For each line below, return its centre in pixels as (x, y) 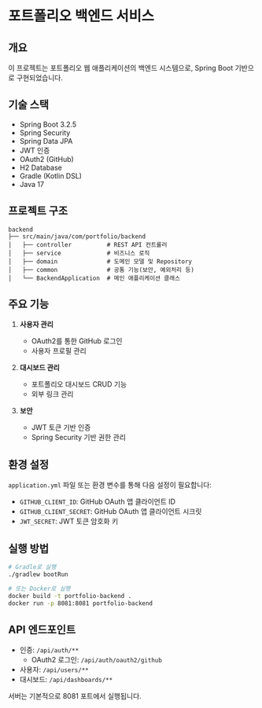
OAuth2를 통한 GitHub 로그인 (77, 341)
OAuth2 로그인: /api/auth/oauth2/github (97, 660)
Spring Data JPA (46, 141)
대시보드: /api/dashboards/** (66, 680)
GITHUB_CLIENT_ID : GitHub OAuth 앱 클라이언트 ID (97, 502)
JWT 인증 (35, 150)
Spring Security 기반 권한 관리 (78, 438)
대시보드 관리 (40, 368)
